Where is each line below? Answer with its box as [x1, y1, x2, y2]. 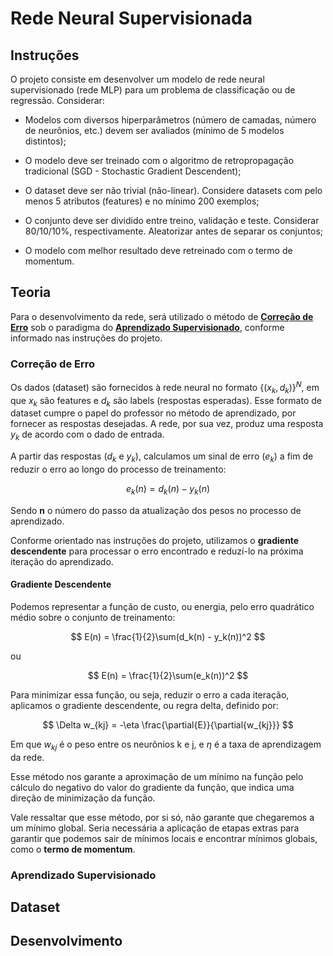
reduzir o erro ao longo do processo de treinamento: [10, 463, 227, 475]
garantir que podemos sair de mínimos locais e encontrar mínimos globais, [10, 832, 318, 844]
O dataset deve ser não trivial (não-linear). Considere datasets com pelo [24, 185, 323, 196]
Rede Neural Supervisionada [10, 7, 253, 30]
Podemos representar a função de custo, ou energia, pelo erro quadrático [10, 600, 315, 612]
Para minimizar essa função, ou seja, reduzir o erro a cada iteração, [10, 688, 290, 701]
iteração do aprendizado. [10, 555, 114, 567]
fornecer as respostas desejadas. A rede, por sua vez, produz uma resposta [10, 418, 324, 430]
